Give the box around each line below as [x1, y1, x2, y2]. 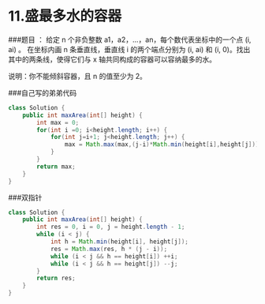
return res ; [36, 274, 77, 283]
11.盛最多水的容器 [8, 7, 122, 25]
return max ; [36, 163, 77, 171]
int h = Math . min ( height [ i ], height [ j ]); [50, 238, 189, 246]
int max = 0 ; [36, 118, 80, 126]
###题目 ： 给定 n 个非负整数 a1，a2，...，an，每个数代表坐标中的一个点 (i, [8, 35, 252, 44]
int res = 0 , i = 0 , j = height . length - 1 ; [36, 223, 185, 231]
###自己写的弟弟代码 [8, 88, 77, 97]
